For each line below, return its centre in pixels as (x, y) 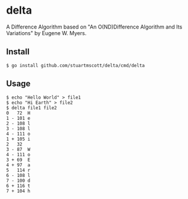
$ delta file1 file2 (32, 108)
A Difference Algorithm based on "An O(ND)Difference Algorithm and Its (94, 27)
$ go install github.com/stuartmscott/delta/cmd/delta (76, 65)
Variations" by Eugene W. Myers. (46, 33)
